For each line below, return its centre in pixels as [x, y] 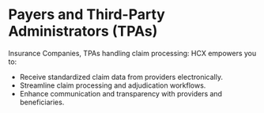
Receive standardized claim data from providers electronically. [121, 77]
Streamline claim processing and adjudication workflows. [113, 85]
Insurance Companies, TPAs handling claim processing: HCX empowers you [132, 53]
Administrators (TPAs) [83, 31]
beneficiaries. [42, 102]
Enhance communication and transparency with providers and [121, 93]
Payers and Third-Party [87, 15]
